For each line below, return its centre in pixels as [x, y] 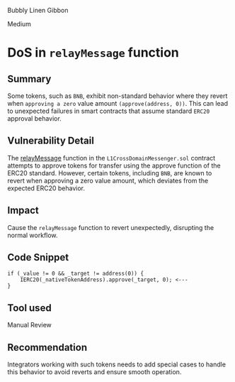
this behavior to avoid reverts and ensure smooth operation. [94, 372]
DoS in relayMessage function [93, 53]
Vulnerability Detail [51, 141]
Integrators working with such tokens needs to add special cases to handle [117, 364]
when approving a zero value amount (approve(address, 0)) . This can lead [118, 103]
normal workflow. [33, 235]
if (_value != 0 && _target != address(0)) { [75, 274]
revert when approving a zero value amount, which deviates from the [108, 180]
